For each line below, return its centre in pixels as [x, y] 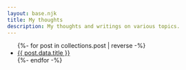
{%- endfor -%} [40, 60]
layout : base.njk [32, 13]
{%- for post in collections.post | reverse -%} [81, 46]
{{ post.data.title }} [43, 53]
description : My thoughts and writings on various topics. [94, 26]
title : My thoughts [35, 20]
